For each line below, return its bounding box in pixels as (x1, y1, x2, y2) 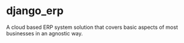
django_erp (6, 4, 64, 18)
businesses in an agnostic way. (6, 29, 83, 37)
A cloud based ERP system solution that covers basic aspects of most (6, 24, 178, 31)
